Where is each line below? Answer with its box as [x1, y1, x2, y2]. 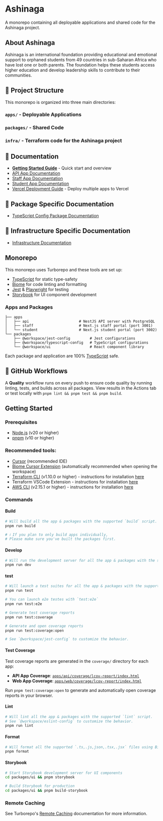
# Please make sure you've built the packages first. [5, 536, 116, 542]
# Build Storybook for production [5, 784, 75, 788]
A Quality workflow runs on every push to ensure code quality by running [5, 380, 152, 385]
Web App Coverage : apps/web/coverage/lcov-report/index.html [12, 678, 142, 684]
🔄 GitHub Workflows [5, 367, 68, 375]
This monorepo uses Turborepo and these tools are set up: [5, 267, 123, 272]
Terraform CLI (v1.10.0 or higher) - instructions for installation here [12, 473, 145, 479]
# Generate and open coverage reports [5, 623, 83, 628]
